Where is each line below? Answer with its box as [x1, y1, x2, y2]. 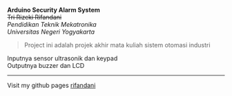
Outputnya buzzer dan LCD [7, 62, 85, 69]
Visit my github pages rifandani [7, 82, 96, 89]
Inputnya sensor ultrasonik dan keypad [7, 54, 118, 62]
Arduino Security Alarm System [7, 6, 100, 14]
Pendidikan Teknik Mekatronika [7, 21, 97, 28]
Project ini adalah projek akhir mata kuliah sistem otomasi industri [23, 41, 211, 49]
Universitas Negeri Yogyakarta [7, 27, 95, 36]
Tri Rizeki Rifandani [7, 13, 62, 21]
